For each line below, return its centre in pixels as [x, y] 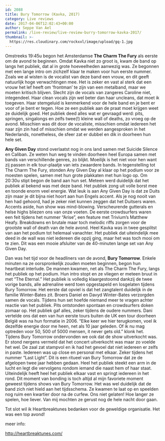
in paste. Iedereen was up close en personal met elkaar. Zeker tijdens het [79, 352]
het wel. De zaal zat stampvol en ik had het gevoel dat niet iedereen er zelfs [82, 347]
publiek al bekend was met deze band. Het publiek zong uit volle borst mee [81, 186]
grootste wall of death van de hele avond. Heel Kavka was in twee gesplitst [81, 228]
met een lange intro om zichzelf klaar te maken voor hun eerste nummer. [79, 71]
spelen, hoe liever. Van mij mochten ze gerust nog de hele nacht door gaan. [82, 399]
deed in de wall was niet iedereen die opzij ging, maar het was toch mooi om [82, 238]
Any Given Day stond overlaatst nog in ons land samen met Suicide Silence [82, 149]
